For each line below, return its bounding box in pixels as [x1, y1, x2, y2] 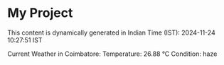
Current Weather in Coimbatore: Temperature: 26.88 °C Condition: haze [7, 49, 218, 58]
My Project [7, 5, 73, 21]
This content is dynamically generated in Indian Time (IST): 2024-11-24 [7, 28, 215, 37]
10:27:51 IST [7, 35, 43, 44]
